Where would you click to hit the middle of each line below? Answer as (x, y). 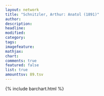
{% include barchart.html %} (34, 89)
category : (15, 38)
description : (19, 24)
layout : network (22, 10)
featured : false (22, 65)
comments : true (21, 61)
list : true (16, 70)
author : (13, 19)
